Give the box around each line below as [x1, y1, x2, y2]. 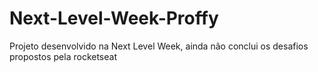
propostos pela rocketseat [9, 50, 117, 62]
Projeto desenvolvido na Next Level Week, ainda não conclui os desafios [9, 40, 309, 52]
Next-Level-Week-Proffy [9, 7, 219, 30]
